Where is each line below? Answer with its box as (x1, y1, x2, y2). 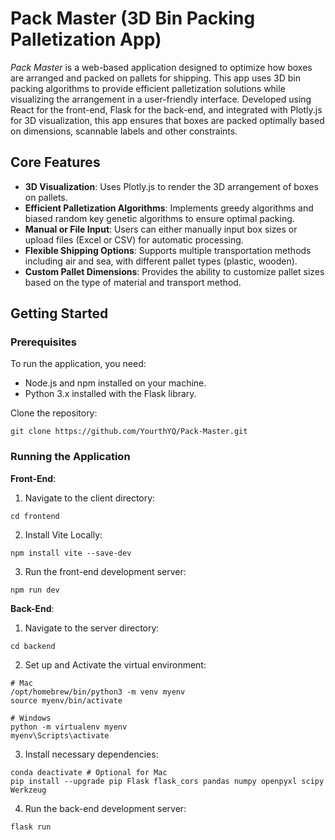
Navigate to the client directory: (24, 492, 156, 504)
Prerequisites (10, 335, 77, 349)
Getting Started (10, 305, 109, 322)
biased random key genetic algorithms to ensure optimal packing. (24, 212, 295, 224)
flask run (10, 822, 52, 832)
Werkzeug (10, 785, 47, 795)
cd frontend (10, 511, 60, 521)
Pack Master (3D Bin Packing (10, 7, 256, 30)
